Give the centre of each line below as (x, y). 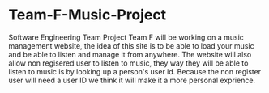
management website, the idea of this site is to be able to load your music (131, 45)
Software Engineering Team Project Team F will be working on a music (126, 37)
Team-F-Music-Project (88, 15)
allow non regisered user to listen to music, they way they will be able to (128, 63)
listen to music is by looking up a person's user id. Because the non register (135, 71)
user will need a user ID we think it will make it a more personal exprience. (132, 80)
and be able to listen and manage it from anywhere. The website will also (130, 54)
